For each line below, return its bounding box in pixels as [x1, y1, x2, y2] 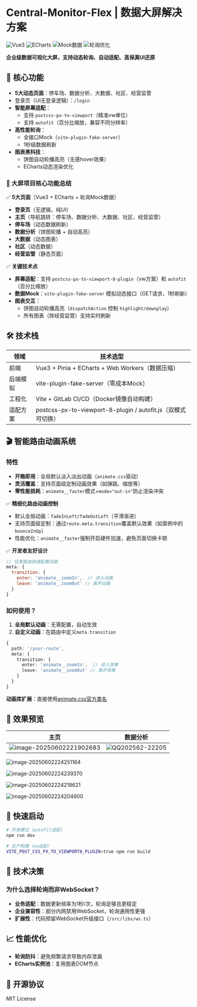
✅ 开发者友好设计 [6, 547, 48, 554]
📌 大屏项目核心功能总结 [6, 179, 72, 187]
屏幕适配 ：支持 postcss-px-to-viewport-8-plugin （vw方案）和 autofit [14, 275, 186, 283]
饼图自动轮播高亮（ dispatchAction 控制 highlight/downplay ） [23, 305, 172, 312]
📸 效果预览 [6, 714, 44, 724]
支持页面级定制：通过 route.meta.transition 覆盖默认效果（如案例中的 [14, 520, 184, 527]
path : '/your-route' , [11, 646, 64, 652]
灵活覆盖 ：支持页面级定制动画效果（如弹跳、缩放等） [14, 480, 144, 487]
